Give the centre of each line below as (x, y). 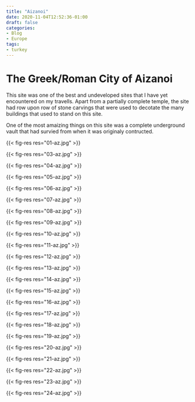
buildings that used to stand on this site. (54, 114)
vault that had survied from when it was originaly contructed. (80, 131)
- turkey (17, 50)
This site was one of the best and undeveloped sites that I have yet (87, 95)
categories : (21, 28)
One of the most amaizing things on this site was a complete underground (95, 125)
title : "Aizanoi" (27, 11)
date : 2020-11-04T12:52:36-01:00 (47, 17)
